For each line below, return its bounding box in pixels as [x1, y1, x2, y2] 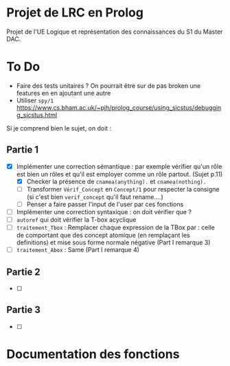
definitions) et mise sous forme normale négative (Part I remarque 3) [16, 238, 211, 247]
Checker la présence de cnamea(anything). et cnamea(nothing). [26, 177, 207, 185]
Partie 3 [6, 304, 41, 316]
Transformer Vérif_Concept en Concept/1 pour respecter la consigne [26, 185, 220, 193]
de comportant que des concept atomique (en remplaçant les [16, 231, 190, 240]
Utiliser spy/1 [16, 96, 54, 104]
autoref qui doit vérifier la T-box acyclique [16, 216, 137, 224]
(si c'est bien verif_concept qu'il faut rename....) [26, 192, 164, 201]
